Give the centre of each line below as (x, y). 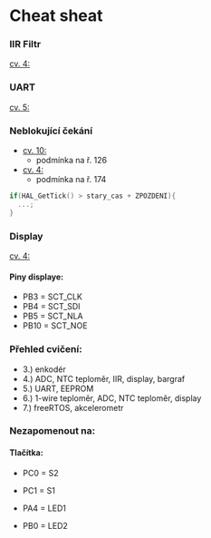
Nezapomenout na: (53, 431)
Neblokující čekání (51, 131)
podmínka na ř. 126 (71, 161)
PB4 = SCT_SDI (51, 307)
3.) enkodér (44, 369)
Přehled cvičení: (46, 349)
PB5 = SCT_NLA (53, 316)
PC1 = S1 (39, 490)
